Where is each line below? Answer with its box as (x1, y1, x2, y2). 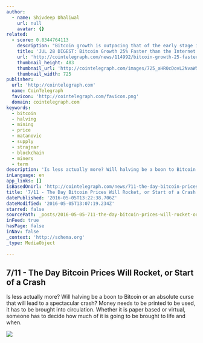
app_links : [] (6, 178, 42, 184)
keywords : (6, 104, 31, 111)
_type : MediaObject (6, 240, 56, 246)
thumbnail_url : (17, 65, 56, 72)
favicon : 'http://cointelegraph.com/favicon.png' (11, 93, 139, 99)
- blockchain (11, 150, 45, 156)
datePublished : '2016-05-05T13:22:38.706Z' (6, 195, 118, 201)
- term (11, 161, 28, 167)
